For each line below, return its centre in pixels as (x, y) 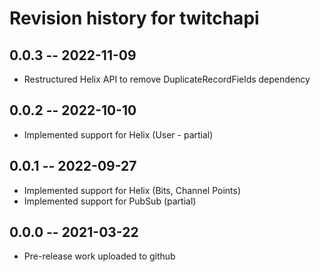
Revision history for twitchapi (134, 18)
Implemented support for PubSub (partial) (110, 201)
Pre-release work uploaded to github (99, 256)
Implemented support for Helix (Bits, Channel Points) (132, 190)
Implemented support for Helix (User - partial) (118, 134)
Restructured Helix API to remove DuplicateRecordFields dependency (167, 79)
